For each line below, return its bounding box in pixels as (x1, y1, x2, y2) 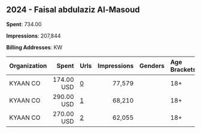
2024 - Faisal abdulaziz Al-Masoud (6, 5, 140, 15)
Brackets (170, 65, 196, 73)
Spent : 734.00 (6, 20, 42, 27)
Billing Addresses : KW (6, 44, 63, 51)
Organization (9, 61, 47, 70)
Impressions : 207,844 (6, 32, 61, 39)
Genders (139, 61, 165, 70)
